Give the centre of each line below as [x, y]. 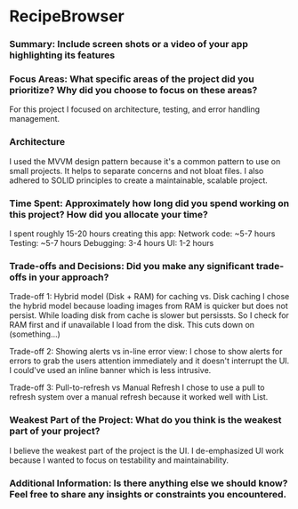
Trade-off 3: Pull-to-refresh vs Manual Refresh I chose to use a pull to [137, 387]
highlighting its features [62, 55]
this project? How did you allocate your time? [109, 214]
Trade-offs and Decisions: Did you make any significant [132, 266]
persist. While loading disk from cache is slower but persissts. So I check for [149, 315]
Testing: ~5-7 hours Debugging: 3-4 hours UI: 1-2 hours [112, 243]
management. [35, 119]
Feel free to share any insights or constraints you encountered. [148, 494]
